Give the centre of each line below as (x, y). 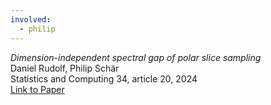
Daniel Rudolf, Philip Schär (65, 68)
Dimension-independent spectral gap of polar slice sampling (136, 57)
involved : (31, 19)
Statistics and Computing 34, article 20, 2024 (104, 78)
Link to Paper (37, 89)
